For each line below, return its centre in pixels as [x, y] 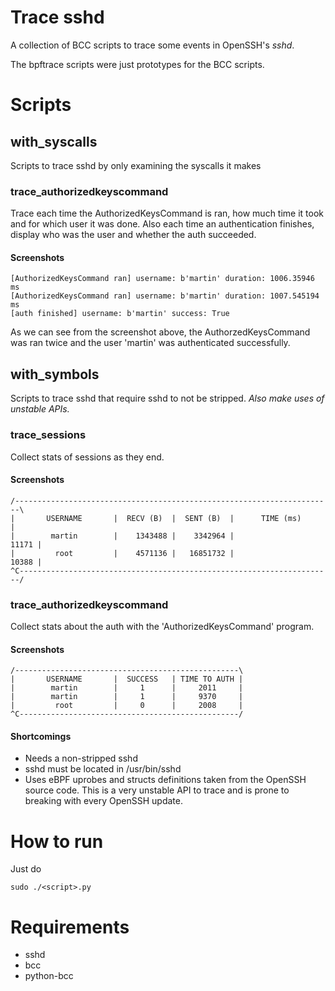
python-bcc [49, 976]
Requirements [70, 927]
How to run [57, 841]
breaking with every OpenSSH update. [103, 801]
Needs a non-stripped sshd [81, 758]
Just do [26, 869]
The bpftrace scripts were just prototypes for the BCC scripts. [137, 64]
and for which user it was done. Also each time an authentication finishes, [162, 224]
